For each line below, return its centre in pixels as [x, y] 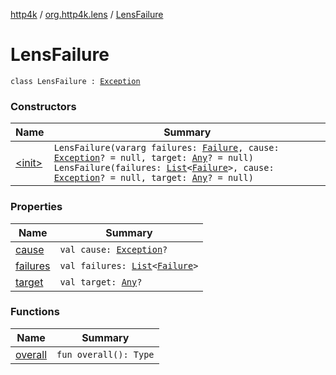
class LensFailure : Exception [75, 81]
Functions [35, 312]
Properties [36, 207]
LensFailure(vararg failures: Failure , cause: [166, 148]
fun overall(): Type [105, 354]
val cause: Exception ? [113, 249]
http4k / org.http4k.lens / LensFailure [87, 14]
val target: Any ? [101, 282]
